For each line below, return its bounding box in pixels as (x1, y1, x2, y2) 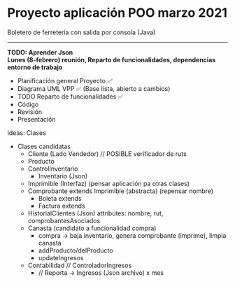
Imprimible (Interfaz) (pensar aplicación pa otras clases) (27, 179, 190, 187)
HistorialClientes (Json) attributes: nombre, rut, (27, 208, 164, 218)
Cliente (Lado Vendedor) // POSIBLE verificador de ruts (27, 149, 187, 158)
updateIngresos (38, 253, 84, 262)
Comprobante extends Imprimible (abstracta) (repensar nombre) (27, 187, 214, 195)
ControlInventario (27, 164, 78, 173)
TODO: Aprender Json (7, 48, 73, 57)
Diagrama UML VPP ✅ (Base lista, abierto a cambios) (17, 84, 171, 92)
